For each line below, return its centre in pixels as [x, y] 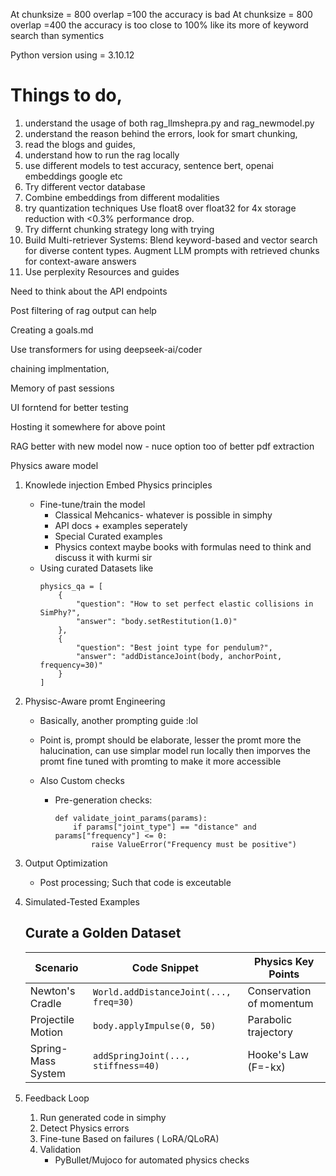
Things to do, [66, 95]
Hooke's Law [278, 1054]
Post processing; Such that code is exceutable [135, 882]
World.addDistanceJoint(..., [162, 992]
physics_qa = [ [71, 586]
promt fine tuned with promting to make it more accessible [160, 761]
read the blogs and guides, [80, 144]
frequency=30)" [71, 665]
